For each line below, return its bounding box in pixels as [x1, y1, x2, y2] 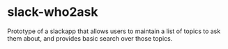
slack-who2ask [7, 4, 98, 20]
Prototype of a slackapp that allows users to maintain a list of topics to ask [7, 27, 221, 35]
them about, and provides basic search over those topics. [7, 34, 173, 42]
